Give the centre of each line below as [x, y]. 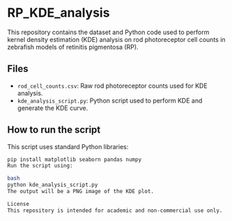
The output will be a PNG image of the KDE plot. [81, 192]
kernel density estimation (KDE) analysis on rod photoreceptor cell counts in [116, 39]
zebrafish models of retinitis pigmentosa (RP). [73, 47]
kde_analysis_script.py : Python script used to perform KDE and [110, 100]
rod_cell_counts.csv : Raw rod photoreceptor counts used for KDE [112, 86]
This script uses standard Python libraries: [68, 146]
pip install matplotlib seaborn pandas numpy [74, 159]
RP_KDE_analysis [59, 13]
